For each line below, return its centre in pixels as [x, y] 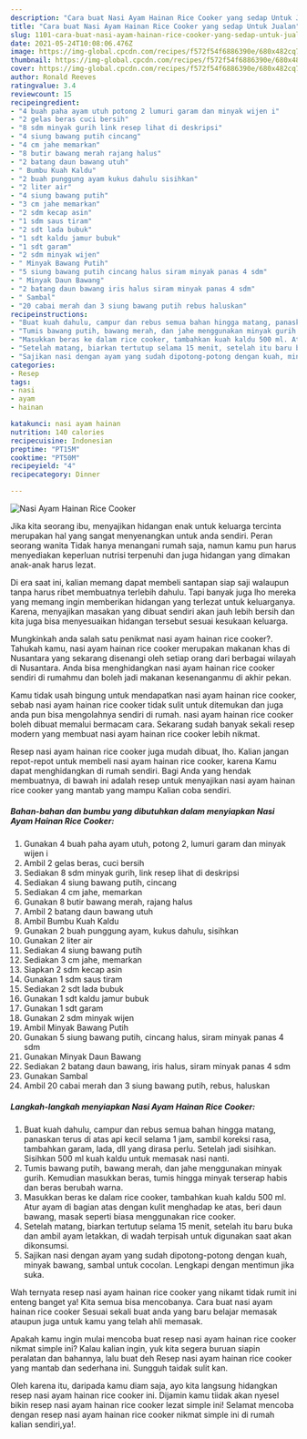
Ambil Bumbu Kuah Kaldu [71, 921]
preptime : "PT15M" [45, 449]
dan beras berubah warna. [73, 1187]
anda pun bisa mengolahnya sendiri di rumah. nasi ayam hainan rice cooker [152, 714]
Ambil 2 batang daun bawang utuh [88, 911]
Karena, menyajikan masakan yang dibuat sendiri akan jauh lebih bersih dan [153, 612]
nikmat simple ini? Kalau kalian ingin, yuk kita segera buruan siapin [135, 1348]
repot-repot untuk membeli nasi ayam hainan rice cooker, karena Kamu [143, 761]
